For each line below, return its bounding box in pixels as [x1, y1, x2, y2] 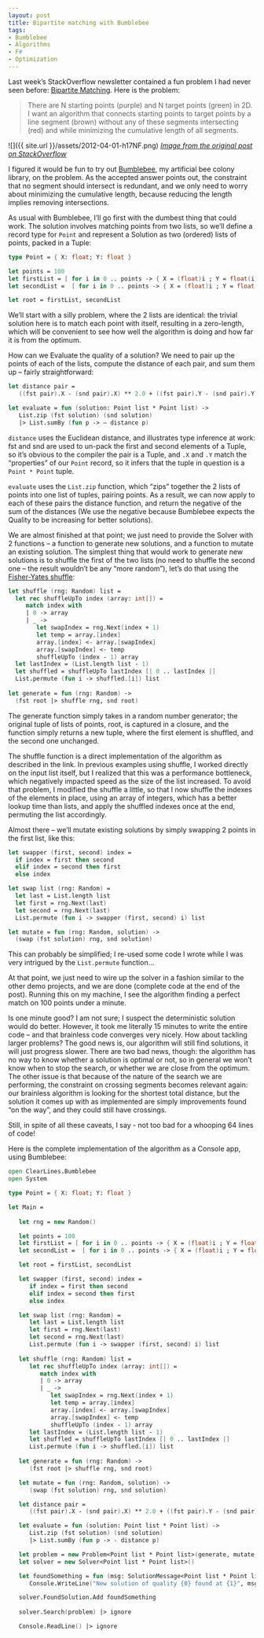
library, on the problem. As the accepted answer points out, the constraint [8, 172, 247, 182]
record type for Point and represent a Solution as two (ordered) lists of [8, 230, 237, 239]
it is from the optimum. [8, 336, 82, 345]
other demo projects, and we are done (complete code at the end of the [8, 982, 240, 991]
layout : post [8, 11, 51, 20]
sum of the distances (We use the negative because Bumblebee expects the [8, 506, 255, 516]
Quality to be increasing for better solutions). [8, 515, 153, 524]
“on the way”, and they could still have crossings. [8, 1105, 167, 1115]
